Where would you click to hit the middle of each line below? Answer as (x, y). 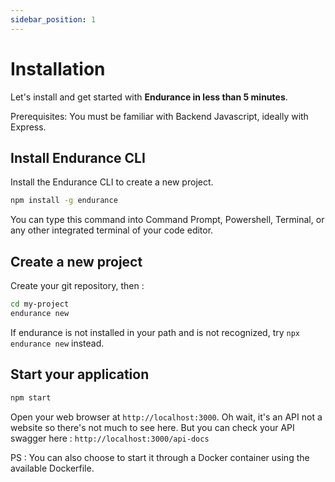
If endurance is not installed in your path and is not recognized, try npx (155, 332)
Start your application (80, 374)
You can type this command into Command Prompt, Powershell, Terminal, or (167, 220)
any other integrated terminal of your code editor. (112, 230)
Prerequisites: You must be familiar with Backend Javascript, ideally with (159, 116)
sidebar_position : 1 (53, 19)
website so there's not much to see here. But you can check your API (152, 427)
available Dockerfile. (52, 468)
